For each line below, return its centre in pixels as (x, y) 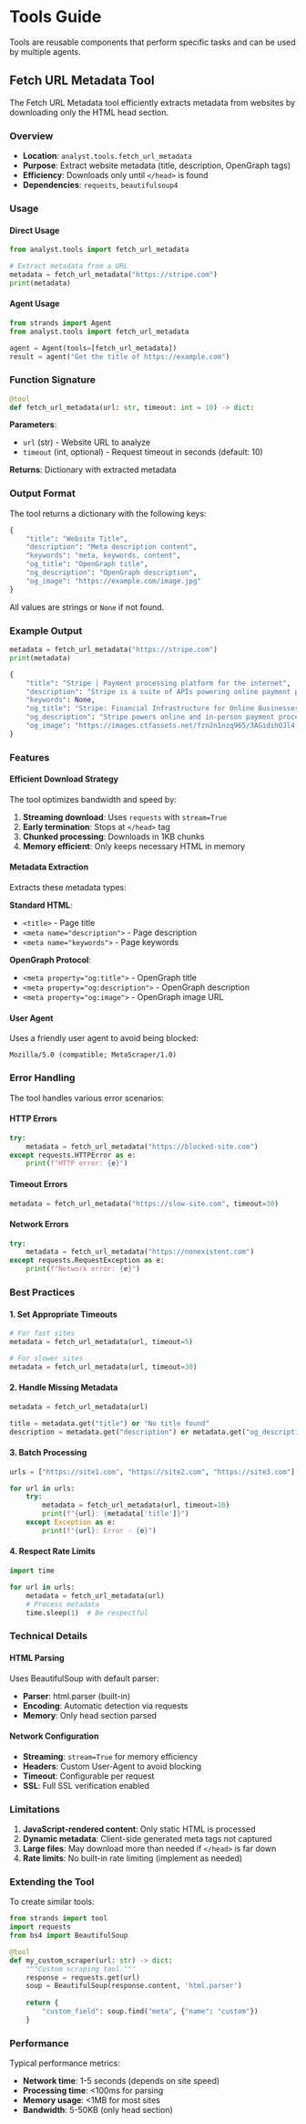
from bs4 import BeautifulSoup (69, 1936)
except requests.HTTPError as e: (73, 1155)
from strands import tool (58, 1919)
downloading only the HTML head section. (89, 112)
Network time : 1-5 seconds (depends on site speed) (121, 2081)
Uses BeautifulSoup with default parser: (84, 1678)
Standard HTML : (41, 905)
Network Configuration (54, 1736)
